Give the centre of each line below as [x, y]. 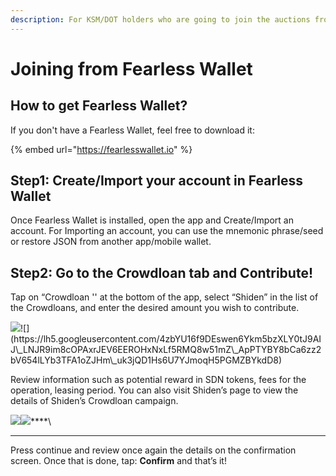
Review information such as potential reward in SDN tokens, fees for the [158, 380]
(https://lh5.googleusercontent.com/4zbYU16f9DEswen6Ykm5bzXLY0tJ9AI [166, 339]
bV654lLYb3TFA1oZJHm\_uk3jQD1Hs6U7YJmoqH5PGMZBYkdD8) [146, 360]
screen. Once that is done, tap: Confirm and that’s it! [118, 461]
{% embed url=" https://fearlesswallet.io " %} [101, 149]
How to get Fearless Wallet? [99, 106]
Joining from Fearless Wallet [131, 68]
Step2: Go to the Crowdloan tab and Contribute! [162, 272]
